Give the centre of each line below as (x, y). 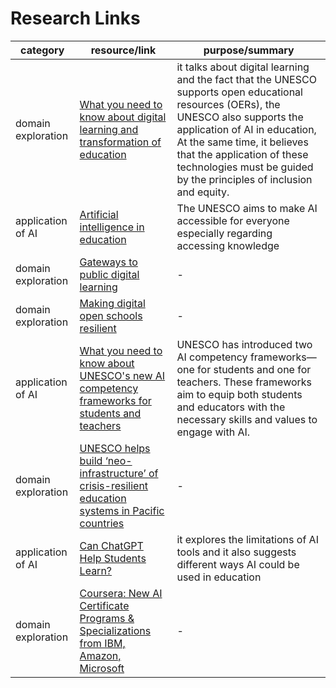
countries (102, 523)
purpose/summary (249, 50)
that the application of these (242, 154)
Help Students (113, 558)
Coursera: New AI (121, 593)
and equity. (203, 192)
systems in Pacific (122, 510)
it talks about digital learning (243, 67)
